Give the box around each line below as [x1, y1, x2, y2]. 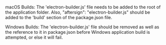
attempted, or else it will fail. [5, 34, 63, 40]
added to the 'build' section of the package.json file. [5, 15, 112, 20]
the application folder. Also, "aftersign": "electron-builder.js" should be [5, 9, 151, 15]
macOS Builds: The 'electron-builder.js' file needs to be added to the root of [5, 4, 161, 10]
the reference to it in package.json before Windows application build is [5, 29, 151, 35]
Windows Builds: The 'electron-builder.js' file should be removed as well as [5, 24, 160, 30]
